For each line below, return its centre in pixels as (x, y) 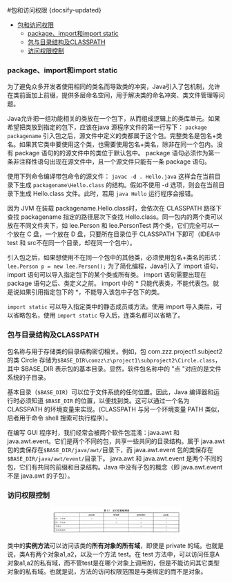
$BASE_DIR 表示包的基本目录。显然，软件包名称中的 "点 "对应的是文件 (121, 369)
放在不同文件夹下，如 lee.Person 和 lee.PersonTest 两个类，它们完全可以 (110, 226)
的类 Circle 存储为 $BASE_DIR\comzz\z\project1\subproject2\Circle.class (111, 360)
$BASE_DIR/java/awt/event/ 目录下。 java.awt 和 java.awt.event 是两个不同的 (115, 458)
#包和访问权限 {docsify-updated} (54, 10)
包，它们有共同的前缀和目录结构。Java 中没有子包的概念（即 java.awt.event (115, 467)
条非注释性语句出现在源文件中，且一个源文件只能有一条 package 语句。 (109, 162)
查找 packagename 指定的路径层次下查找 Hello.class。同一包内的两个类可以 (115, 217)
